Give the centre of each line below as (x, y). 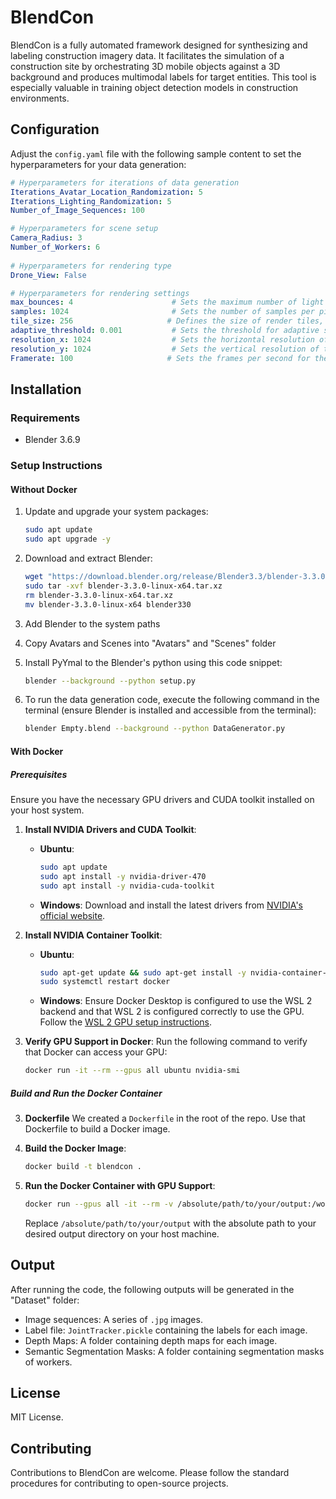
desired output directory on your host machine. (122, 1233)
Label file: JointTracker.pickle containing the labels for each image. (166, 1330)
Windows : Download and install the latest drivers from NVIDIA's (171, 905)
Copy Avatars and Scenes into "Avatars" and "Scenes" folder (150, 643)
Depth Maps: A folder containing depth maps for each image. (151, 1340)
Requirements (45, 418)
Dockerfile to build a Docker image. (97, 1129)
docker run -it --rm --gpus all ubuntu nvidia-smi (132, 1071)
